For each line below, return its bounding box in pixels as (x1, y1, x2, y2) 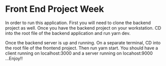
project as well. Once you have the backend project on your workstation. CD (5, 25, 162, 31)
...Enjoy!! (5, 55, 23, 61)
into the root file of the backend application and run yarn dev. (5, 30, 131, 36)
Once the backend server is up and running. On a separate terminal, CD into (5, 39, 161, 45)
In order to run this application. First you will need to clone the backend (5, 20, 151, 26)
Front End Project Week (5, 3, 104, 15)
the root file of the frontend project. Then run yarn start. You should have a (5, 45, 158, 51)
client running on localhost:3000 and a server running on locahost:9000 (5, 50, 153, 56)
